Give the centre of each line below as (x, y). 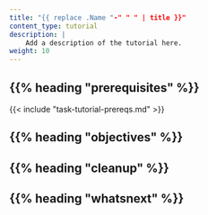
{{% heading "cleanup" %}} (89, 168)
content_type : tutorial (54, 26)
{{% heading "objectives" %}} (96, 137)
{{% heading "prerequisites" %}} (104, 88)
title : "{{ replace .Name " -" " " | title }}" (98, 18)
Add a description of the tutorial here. (104, 43)
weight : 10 (30, 51)
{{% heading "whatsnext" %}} (97, 199)
